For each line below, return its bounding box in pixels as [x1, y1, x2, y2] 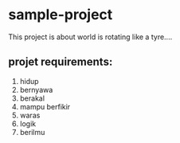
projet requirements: [8, 55, 113, 69]
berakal [19, 93, 45, 103]
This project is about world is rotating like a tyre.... [8, 32, 173, 42]
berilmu [19, 127, 45, 137]
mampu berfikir [19, 101, 71, 111]
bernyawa [19, 85, 53, 94]
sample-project [8, 6, 113, 24]
